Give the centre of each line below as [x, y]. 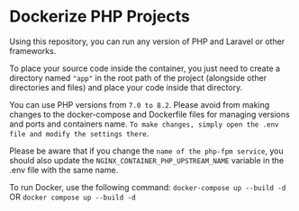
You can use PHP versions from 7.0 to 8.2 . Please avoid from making [140, 104]
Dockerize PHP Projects [100, 17]
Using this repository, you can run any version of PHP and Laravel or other [147, 41]
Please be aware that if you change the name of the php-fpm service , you [146, 151]
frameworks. [33, 50]
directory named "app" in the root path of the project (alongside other [138, 77]
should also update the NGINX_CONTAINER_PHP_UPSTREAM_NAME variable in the [147, 160]
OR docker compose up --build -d [73, 197]
